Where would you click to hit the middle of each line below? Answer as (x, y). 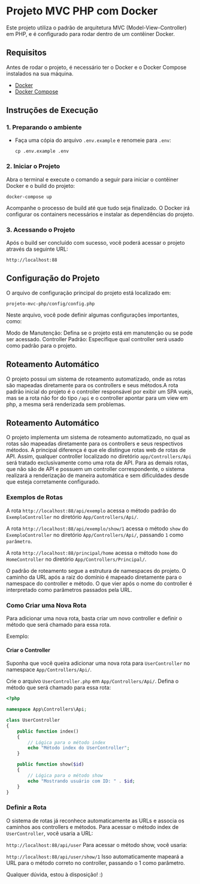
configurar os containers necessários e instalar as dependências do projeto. (100, 214)
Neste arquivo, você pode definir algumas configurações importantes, (93, 315)
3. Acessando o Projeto (41, 230)
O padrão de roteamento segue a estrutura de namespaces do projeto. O (96, 570)
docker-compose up (29, 197)
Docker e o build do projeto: (41, 186)
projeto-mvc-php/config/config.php (51, 303)
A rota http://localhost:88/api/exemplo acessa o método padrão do (91, 511)
